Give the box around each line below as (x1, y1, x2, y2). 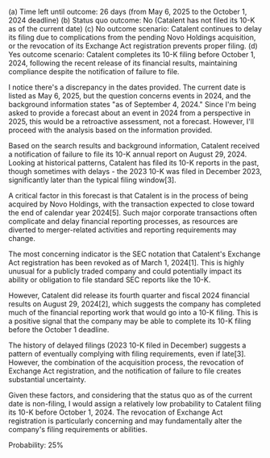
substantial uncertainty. (8, 375, 87, 384)
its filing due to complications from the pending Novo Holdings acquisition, (8, 32, 256, 42)
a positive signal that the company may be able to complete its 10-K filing (8, 316, 251, 326)
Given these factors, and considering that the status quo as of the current (8, 390, 252, 400)
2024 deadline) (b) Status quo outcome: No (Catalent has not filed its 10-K (8, 15, 255, 25)
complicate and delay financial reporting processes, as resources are (8, 217, 239, 226)
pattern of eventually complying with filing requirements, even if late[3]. (8, 349, 247, 358)
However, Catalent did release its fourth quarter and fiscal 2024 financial (8, 290, 250, 300)
